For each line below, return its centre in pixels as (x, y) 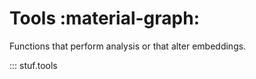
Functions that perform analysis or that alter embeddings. (128, 46)
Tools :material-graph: (105, 18)
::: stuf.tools (33, 65)
